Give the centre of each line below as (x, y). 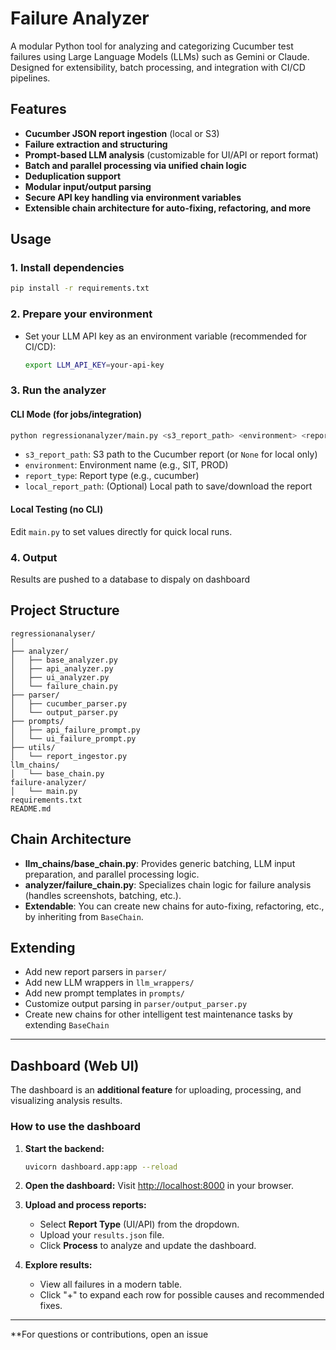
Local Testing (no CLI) (57, 509)
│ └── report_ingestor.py (69, 756)
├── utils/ (33, 747)
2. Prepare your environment (81, 314)
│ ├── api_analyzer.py (62, 668)
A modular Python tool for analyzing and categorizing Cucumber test (152, 46)
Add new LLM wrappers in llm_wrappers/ (109, 983)
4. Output (34, 557)
